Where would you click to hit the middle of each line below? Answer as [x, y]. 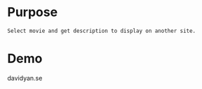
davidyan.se [25, 78]
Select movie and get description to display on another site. [102, 31]
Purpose [33, 12]
